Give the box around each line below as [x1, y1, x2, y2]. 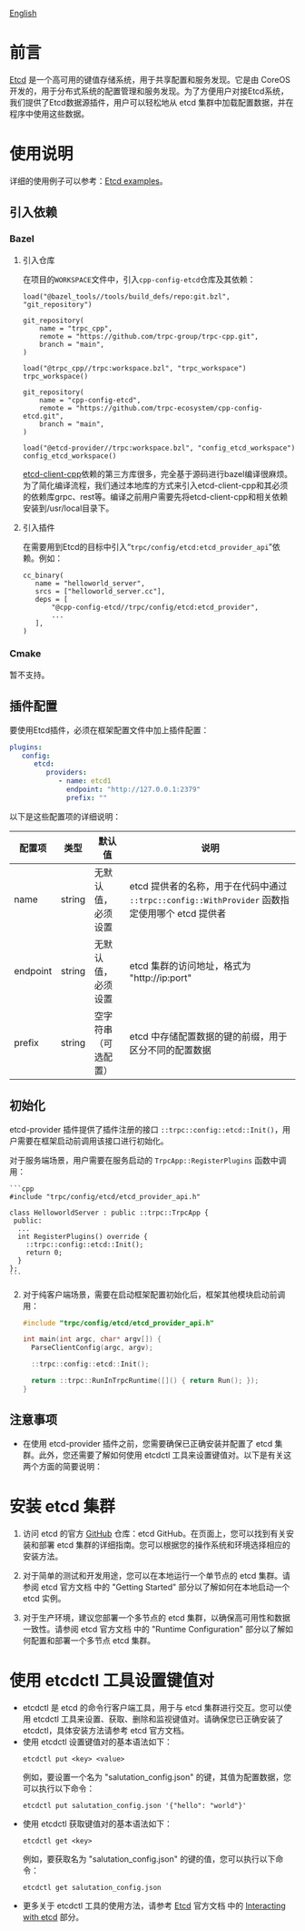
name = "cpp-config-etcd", [39, 395, 142, 404]
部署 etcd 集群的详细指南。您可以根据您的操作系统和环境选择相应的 [38, 1539, 290, 1550]
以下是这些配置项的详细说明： [9, 810, 121, 822]
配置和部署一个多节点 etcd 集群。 [30, 1634, 156, 1646]
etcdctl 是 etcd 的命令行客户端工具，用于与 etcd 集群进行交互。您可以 [22, 1702, 284, 1712]
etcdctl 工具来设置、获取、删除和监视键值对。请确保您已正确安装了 [33, 1713, 284, 1724]
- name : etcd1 [57, 777, 112, 786]
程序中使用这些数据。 [9, 108, 89, 119]
